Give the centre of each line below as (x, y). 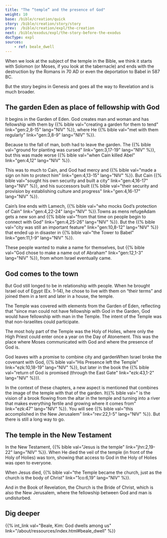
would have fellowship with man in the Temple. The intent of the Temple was (83, 317)
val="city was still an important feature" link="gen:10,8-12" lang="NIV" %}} (82, 227)
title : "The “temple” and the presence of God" (55, 10)
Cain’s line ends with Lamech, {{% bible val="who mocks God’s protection (81, 206)
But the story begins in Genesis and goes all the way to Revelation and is (80, 86)
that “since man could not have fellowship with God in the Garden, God (78, 311)
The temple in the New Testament (58, 435)
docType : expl (20, 38)
